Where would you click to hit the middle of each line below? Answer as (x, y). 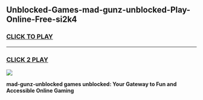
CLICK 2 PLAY (27, 59)
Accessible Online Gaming (40, 90)
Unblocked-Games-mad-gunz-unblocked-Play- (98, 10)
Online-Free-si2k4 (42, 20)
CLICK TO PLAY (30, 37)
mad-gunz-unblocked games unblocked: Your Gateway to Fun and (92, 84)
